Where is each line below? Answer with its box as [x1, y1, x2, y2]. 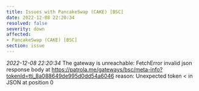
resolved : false [6, 20, 47, 26]
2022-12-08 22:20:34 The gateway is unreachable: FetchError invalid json [6, 59, 192, 67]
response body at [6, 66, 51, 73]
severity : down [6, 25, 45, 32]
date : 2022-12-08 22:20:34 [6, 15, 75, 21]
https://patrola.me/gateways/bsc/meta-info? [51, 66, 163, 73]
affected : [6, 32, 32, 38]
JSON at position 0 [6, 78, 54, 86]
